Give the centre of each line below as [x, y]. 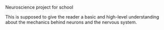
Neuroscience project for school [39, 7]
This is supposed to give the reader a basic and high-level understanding [82, 17]
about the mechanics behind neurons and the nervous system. [71, 22]
